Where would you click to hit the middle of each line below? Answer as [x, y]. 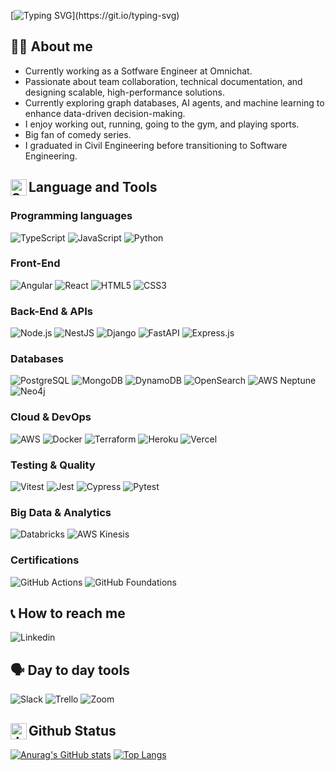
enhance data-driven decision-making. [105, 113]
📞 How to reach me [68, 613]
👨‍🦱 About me [51, 46]
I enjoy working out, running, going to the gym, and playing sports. [162, 124]
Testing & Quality [53, 465]
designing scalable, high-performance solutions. [124, 92]
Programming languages [71, 216]
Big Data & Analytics [61, 512]
